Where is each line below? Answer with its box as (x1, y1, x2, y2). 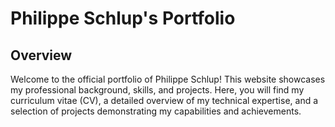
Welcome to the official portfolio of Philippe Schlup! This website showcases (10, 73, 326, 85)
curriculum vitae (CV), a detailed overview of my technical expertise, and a (10, 95, 319, 106)
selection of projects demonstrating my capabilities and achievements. (10, 105, 302, 117)
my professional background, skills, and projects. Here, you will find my (10, 84, 305, 96)
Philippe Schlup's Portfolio (10, 7, 236, 30)
